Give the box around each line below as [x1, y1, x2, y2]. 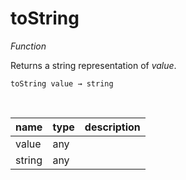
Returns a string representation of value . [10, 59, 177, 71]
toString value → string [10, 78, 114, 89]
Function [10, 40, 47, 52]
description [84, 120, 141, 134]
